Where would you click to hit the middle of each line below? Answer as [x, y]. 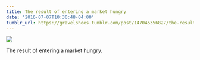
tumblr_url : [21, 23]
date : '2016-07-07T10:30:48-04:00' [50, 17]
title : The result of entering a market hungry [66, 12]
